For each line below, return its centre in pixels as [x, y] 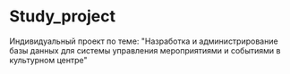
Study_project [63, 16]
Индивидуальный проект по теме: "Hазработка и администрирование [144, 41]
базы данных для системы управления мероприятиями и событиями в [145, 50]
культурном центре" [48, 60]
